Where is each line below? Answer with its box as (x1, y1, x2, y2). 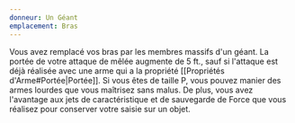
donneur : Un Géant (9, 13, 78, 22)
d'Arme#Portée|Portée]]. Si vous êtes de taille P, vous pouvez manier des (9, 75, 282, 85)
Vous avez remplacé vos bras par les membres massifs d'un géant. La (9, 46, 270, 57)
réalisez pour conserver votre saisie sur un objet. (9, 103, 191, 114)
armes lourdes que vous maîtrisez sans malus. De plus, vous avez (9, 84, 254, 95)
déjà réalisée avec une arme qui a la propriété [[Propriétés (9, 65, 225, 76)
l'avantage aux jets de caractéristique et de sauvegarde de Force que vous (9, 93, 287, 104)
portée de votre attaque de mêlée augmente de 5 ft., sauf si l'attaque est (9, 56, 279, 66)
